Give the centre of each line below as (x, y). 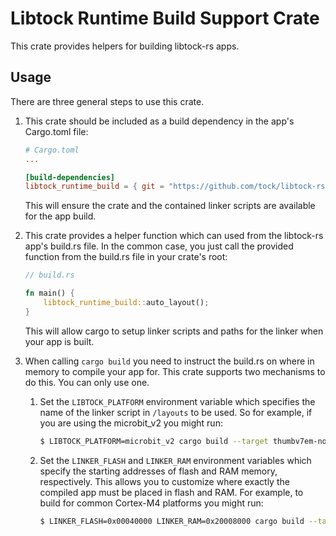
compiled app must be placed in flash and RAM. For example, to (171, 492)
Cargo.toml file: (56, 131)
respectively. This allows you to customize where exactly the (164, 481)
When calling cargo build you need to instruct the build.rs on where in (169, 361)
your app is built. (59, 341)
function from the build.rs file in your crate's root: (126, 257)
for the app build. (60, 216)
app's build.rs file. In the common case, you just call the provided (159, 246)
